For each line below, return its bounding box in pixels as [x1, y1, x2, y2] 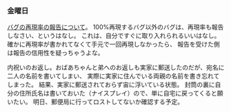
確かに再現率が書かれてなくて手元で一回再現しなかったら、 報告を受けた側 [7, 40, 221, 49]
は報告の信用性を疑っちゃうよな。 [7, 49, 104, 57]
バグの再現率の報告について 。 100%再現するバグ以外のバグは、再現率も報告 [7, 23, 224, 32]
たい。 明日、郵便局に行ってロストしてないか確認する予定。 [12, 98, 184, 106]
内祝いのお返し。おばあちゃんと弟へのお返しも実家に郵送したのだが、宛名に [7, 63, 225, 71]
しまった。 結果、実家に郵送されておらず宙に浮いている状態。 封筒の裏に [7, 80, 215, 89]
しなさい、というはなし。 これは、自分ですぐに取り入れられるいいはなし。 [7, 32, 221, 40]
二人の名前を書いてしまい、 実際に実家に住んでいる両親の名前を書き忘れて [7, 72, 220, 80]
